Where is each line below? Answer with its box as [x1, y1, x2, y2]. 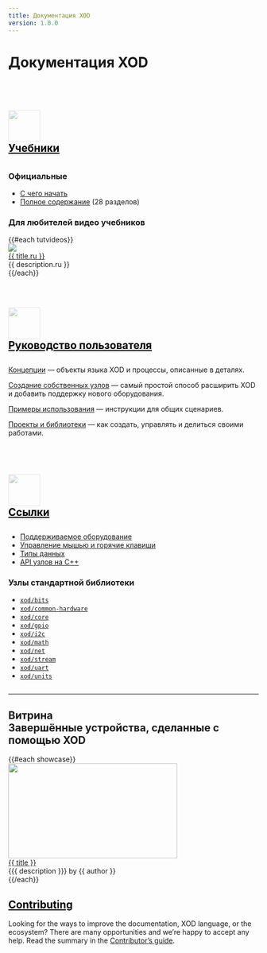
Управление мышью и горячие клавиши [19, 540, 157, 550]
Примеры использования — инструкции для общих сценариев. [8, 405, 224, 414]
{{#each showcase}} [8, 754, 76, 764]
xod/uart [19, 664, 49, 672]
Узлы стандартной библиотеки [8, 577, 135, 588]
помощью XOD [8, 733, 86, 747]
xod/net [19, 647, 45, 656]
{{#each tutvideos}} [8, 235, 74, 245]
